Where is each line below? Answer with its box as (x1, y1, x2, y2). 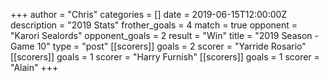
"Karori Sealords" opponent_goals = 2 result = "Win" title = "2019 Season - (10, 30, 319, 41)
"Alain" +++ (10, 62, 59, 73)
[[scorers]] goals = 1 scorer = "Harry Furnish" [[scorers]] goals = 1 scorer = (10, 51, 320, 63)
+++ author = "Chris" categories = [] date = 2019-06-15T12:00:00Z (10, 9, 288, 20)
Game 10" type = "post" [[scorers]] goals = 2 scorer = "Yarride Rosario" (10, 40, 307, 52)
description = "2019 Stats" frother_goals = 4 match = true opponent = (10, 19, 298, 31)
